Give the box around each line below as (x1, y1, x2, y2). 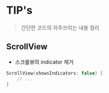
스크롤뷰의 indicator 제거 (14, 58, 74, 66)
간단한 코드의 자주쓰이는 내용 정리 (20, 24, 100, 31)
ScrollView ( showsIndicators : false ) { (6, 70, 103, 76)
